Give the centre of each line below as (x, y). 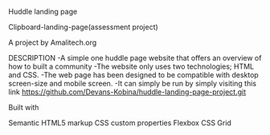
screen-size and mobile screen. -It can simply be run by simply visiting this (133, 83)
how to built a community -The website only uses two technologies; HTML (131, 66)
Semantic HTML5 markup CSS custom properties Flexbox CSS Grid (120, 123)
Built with (24, 107)
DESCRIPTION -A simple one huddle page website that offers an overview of (135, 58)
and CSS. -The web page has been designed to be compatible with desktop (133, 75)
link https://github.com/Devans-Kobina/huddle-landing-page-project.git (127, 92)
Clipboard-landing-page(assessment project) (83, 27)
